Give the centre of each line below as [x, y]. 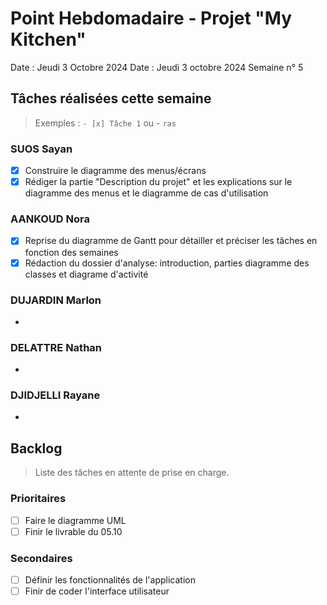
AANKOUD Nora [50, 219]
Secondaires [41, 558]
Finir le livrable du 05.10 [73, 531]
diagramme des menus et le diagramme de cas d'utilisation [146, 193]
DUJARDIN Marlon [56, 300]
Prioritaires [38, 499]
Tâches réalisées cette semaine [111, 98]
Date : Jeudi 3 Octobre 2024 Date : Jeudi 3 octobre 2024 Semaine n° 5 [157, 67]
